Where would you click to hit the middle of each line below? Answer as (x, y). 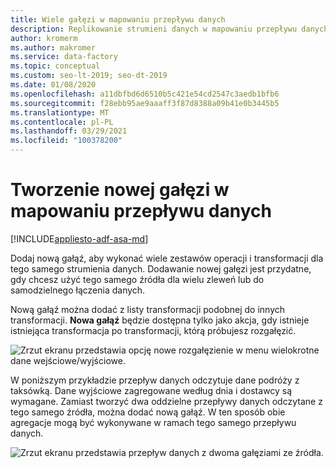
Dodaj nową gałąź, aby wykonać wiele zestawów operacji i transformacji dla (167, 258)
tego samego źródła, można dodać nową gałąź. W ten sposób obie (148, 412)
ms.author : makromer (53, 47)
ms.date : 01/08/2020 (53, 85)
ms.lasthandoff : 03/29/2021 (69, 131)
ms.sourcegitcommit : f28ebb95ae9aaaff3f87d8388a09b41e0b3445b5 (145, 103)
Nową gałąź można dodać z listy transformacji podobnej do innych (148, 309)
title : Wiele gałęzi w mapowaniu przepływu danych (118, 19)
